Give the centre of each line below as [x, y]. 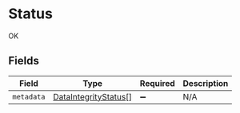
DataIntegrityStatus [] [93, 96]
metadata [29, 97]
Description [206, 83]
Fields [24, 61]
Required [158, 83]
